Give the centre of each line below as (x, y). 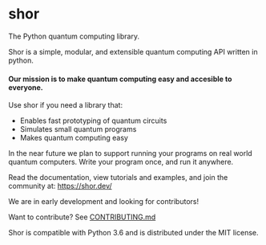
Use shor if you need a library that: (65, 105)
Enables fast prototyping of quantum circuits (93, 120)
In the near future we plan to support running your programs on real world (130, 153)
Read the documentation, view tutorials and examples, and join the (118, 178)
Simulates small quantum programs (78, 129)
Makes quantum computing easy (74, 138)
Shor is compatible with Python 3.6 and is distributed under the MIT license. (133, 233)
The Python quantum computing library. (74, 36)
